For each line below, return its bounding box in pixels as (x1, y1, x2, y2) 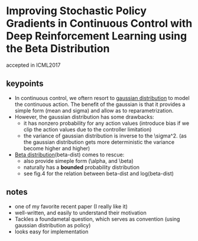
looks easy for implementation (14, 228, 89, 235)
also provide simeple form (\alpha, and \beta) (23, 157, 134, 164)
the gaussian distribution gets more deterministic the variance (23, 138, 175, 146)
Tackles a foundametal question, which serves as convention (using (14, 215, 180, 223)
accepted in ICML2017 (6, 61, 61, 69)
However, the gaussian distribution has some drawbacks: (14, 113, 155, 120)
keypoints (6, 79, 44, 89)
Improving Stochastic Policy (6, 4, 147, 18)
